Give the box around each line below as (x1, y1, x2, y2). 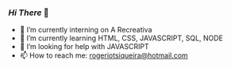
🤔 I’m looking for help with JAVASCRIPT (19, 42, 149, 51)
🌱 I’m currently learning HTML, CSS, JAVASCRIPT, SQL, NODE (19, 33, 224, 43)
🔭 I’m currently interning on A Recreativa (19, 25, 152, 35)
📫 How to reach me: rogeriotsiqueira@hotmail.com (19, 51, 188, 60)
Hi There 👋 (8, 7, 49, 18)
